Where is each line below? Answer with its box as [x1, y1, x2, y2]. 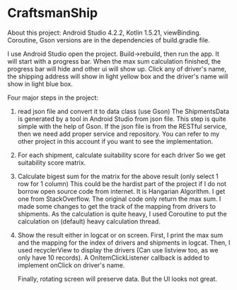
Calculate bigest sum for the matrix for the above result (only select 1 [17, 172, 219, 180]
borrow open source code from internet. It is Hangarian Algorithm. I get [17, 187, 225, 195]
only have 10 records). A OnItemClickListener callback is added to [17, 253, 210, 262]
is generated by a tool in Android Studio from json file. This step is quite [17, 115, 226, 123]
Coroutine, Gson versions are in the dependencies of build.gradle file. [7, 35, 210, 44]
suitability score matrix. [17, 158, 86, 167]
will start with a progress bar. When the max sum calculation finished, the [7, 57, 221, 65]
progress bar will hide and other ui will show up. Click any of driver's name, [7, 64, 227, 73]
